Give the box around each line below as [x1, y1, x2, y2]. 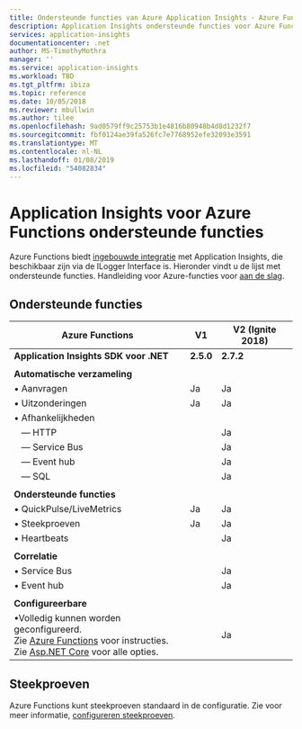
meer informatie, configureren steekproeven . [9, 709, 175, 720]
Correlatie [13, 550, 58, 562]
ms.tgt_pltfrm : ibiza [9, 80, 91, 89]
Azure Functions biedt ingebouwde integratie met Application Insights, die [9, 251, 283, 262]
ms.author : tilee [9, 113, 75, 122]
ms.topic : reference [9, 88, 87, 97]
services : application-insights [9, 30, 130, 39]
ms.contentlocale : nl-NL [9, 147, 102, 156]
